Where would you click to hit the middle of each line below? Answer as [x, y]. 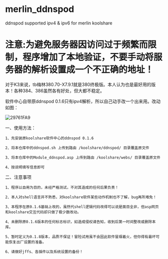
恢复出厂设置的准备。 [27, 242]
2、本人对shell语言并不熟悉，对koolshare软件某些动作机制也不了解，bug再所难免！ [81, 197]
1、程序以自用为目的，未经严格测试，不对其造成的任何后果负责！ [62, 187]
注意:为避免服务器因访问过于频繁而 [77, 45]
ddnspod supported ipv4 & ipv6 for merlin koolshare [59, 23]
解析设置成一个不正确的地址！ [93, 70]
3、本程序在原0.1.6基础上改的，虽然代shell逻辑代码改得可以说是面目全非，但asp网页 [82, 207]
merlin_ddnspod [40, 9]
